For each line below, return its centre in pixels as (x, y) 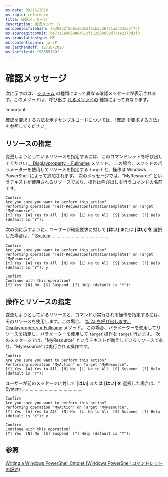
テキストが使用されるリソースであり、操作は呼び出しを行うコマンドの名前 (86, 182)
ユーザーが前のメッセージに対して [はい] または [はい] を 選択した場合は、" (83, 383)
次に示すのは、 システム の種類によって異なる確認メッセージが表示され (79, 93)
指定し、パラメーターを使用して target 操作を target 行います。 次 (91, 334)
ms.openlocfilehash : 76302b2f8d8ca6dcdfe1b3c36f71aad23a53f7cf (73, 29)
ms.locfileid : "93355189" (32, 52)
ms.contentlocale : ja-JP (31, 43)
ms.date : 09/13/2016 (27, 10)
